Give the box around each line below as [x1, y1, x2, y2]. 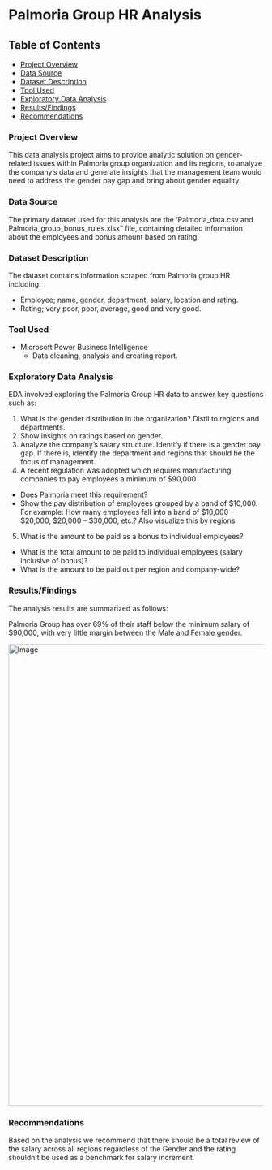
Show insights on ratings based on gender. [19, 431, 164, 441]
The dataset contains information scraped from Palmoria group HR [8, 270, 231, 280]
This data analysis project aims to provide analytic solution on [8, 150, 215, 160]
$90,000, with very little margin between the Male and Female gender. [8, 628, 243, 637]
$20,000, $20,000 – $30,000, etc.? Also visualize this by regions [19, 516, 236, 525]
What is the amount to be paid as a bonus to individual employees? [19, 532, 244, 542]
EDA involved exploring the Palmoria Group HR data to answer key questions [8, 390, 264, 399]
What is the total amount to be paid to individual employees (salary [19, 547, 243, 557]
